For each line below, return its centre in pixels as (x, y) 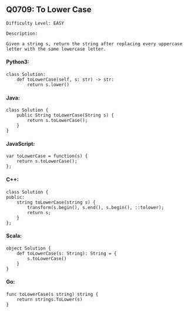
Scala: (14, 236)
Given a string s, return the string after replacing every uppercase (94, 44)
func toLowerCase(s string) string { (52, 294)
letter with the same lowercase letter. (56, 49)
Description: (22, 34)
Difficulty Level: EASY (35, 23)
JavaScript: (21, 144)
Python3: (18, 62)
